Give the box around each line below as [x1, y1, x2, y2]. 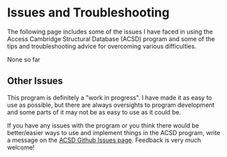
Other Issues [7, 75, 63, 87]
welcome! [7, 143, 35, 152]
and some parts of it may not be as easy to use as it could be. [7, 108, 182, 116]
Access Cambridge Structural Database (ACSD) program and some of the [7, 34, 215, 43]
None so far [7, 55, 41, 63]
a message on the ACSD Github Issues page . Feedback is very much [7, 136, 202, 144]
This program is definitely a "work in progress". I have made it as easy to [7, 93, 213, 101]
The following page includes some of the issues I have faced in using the [7, 27, 213, 36]
